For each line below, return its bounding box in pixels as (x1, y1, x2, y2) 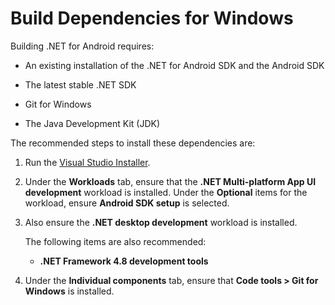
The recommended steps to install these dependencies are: (10, 137, 256, 149)
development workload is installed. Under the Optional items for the (24, 186, 308, 198)
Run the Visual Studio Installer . (24, 156, 151, 168)
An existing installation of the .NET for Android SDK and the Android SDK (24, 59, 325, 71)
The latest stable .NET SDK (24, 78, 137, 91)
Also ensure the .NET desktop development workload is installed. (24, 216, 298, 228)
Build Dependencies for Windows (10, 7, 294, 30)
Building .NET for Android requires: (10, 40, 155, 52)
